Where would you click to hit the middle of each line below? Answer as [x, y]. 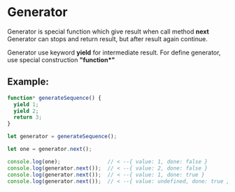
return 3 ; [28, 117]
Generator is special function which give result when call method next [108, 31]
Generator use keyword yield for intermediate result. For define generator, [114, 52]
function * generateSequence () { [54, 98]
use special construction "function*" [61, 59]
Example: [28, 82]
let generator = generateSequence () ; [62, 137]
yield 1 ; [26, 104]
